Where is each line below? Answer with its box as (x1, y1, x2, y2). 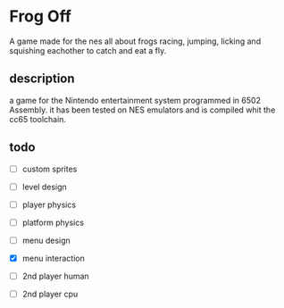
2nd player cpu (21, 288, 79, 299)
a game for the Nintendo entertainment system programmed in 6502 (9, 95, 262, 105)
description (9, 71, 75, 87)
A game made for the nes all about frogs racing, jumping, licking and (9, 36, 262, 46)
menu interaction (21, 253, 85, 263)
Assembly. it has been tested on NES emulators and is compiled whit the (9, 104, 276, 115)
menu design (21, 235, 71, 246)
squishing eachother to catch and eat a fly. (9, 45, 167, 55)
